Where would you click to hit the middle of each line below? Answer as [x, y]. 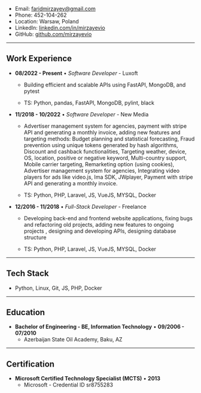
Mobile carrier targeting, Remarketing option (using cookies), [99, 164]
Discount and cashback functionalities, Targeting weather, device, [105, 151]
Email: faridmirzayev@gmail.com [55, 9]
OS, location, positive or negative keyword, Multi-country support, [105, 158]
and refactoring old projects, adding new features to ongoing [99, 224]
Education [26, 312]
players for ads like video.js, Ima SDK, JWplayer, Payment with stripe [108, 177]
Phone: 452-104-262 [41, 15]
